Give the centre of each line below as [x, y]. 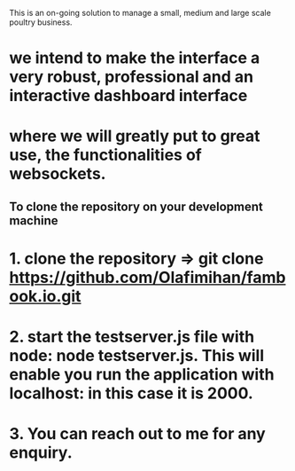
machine [34, 220]
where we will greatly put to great [135, 136]
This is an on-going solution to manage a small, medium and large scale [140, 13]
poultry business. [41, 22]
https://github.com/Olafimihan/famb [147, 277]
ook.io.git [45, 296]
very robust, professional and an [132, 77]
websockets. [58, 174]
